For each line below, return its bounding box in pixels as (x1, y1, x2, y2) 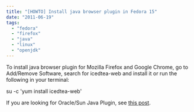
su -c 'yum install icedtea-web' (6, 87, 82, 95)
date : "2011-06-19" (6, 14, 54, 20)
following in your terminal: (6, 76, 70, 83)
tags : (6, 20, 20, 25)
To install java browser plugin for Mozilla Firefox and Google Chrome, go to (6, 63, 188, 71)
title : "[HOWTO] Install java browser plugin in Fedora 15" (6, 8, 158, 15)
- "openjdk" (11, 47, 41, 53)
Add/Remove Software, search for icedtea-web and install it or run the (6, 69, 177, 77)
